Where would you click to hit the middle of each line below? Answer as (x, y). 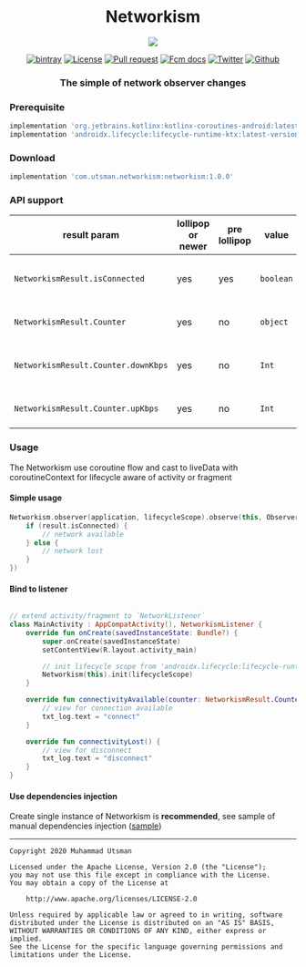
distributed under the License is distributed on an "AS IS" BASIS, (142, 923)
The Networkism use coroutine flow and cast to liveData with (124, 468)
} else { (42, 543)
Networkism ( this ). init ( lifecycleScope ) (118, 675)
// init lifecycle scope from (99, 666)
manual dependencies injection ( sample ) (86, 826)
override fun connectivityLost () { (93, 741)
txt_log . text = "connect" (92, 716)
